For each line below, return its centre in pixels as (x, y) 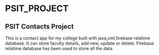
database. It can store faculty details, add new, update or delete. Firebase (79, 43)
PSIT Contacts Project (40, 27)
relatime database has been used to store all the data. (59, 48)
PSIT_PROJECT (37, 9)
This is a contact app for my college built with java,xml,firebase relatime (78, 38)
